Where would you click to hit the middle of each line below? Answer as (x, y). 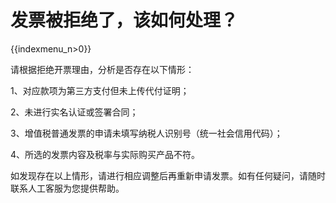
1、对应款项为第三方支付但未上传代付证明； (100, 90)
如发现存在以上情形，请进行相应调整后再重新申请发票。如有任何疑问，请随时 (168, 175)
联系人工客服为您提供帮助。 (67, 188)
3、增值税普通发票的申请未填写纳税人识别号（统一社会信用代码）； (146, 133)
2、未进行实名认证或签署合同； (74, 112)
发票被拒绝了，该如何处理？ (124, 20)
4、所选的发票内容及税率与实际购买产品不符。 (105, 154)
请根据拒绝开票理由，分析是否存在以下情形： (102, 69)
